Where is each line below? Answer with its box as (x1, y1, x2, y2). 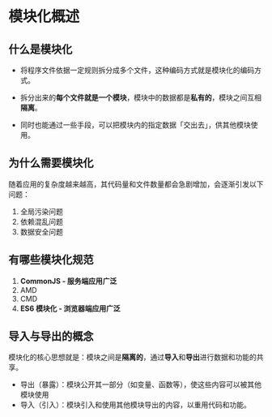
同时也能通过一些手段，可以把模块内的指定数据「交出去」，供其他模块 (19, 120, 251, 130)
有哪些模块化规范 (8, 253, 94, 267)
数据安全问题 (19, 226, 63, 236)
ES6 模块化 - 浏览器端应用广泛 (19, 303, 121, 313)
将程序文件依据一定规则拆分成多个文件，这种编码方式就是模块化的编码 (19, 66, 255, 75)
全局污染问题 (19, 206, 63, 216)
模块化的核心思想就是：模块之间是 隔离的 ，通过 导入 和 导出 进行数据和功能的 (8, 352, 257, 362)
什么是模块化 (8, 42, 73, 56)
